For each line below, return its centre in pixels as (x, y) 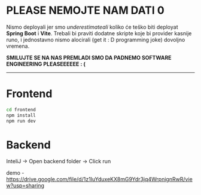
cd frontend (21, 109)
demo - (15, 173)
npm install (21, 115)
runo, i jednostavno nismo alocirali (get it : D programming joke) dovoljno (96, 39)
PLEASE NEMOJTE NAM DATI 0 (85, 10)
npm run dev (21, 121)
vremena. (18, 46)
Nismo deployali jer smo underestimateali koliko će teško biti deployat (92, 27)
